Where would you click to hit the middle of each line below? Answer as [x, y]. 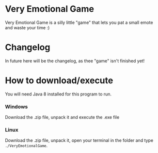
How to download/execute [59, 81]
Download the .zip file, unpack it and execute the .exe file [62, 117]
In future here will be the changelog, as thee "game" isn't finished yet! [75, 61]
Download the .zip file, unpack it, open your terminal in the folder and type [79, 140]
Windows [16, 107]
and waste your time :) [27, 27]
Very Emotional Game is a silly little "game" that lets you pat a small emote [79, 22]
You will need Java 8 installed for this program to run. [58, 94]
